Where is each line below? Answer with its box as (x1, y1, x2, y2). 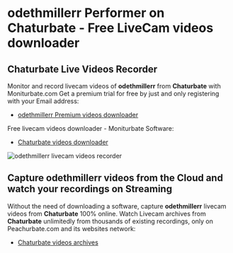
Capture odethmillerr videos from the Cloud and (7, 172, 223, 184)
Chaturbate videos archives (17, 238, 99, 247)
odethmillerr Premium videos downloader (17, 111, 139, 119)
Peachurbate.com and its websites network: (7, 224, 136, 233)
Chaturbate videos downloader (17, 138, 108, 146)
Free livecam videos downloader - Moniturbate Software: (7, 124, 174, 132)
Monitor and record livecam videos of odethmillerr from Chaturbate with (7, 82, 221, 90)
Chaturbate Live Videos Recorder (7, 63, 158, 75)
